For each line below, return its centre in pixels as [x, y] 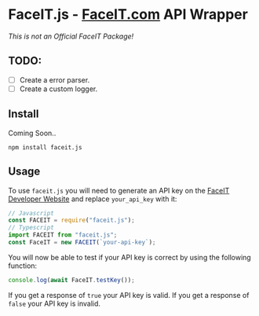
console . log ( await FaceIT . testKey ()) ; [71, 280]
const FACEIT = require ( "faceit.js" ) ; [71, 220]
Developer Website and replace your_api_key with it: [93, 199]
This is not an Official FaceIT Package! [71, 36]
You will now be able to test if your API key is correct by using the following [129, 257]
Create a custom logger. [58, 89]
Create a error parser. [55, 79]
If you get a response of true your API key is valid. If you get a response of [129, 295]
